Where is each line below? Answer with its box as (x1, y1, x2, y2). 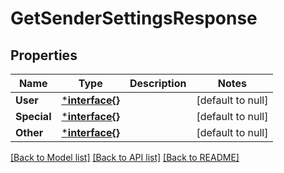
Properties (10, 47, 78, 64)
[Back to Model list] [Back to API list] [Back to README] (10, 152, 240, 163)
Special (15, 110, 52, 123)
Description (129, 77, 187, 90)
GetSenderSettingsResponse (10, 7, 258, 30)
